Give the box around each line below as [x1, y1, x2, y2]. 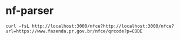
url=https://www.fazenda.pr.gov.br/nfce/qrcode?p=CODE [5, 28, 143, 34]
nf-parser [5, 4, 54, 17]
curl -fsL [5, 23, 30, 29]
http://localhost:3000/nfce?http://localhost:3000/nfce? [31, 23, 175, 29]
